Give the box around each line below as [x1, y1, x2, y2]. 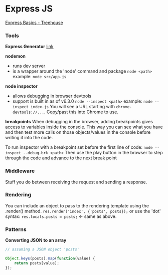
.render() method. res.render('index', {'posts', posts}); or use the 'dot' [5, 208, 161, 214]
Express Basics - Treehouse [5, 20, 64, 26]
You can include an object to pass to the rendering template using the [5, 202, 149, 208]
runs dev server [12, 63, 46, 69]
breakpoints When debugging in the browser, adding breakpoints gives [5, 119, 153, 125]
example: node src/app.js [12, 74, 67, 80]
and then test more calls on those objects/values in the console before [5, 129, 151, 135]
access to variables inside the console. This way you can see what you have [5, 124, 163, 130]
